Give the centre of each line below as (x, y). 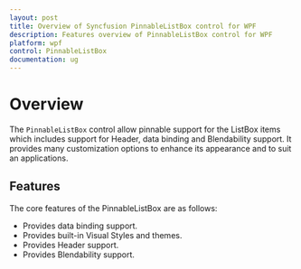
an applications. (39, 158)
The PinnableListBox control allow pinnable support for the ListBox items (145, 129)
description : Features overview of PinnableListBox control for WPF (141, 34)
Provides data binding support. (80, 226)
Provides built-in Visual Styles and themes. (102, 235)
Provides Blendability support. (79, 255)
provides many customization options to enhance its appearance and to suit (150, 148)
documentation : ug (44, 60)
